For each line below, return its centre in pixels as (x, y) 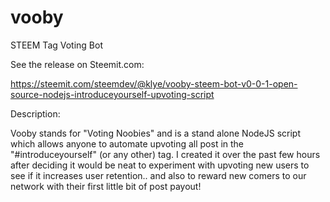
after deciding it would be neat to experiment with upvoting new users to (160, 165)
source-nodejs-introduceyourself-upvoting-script (112, 94)
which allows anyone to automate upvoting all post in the (127, 143)
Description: (35, 113)
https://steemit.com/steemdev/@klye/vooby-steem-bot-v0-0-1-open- (154, 83)
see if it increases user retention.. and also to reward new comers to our (158, 175)
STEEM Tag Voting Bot (57, 45)
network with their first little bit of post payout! (106, 186)
